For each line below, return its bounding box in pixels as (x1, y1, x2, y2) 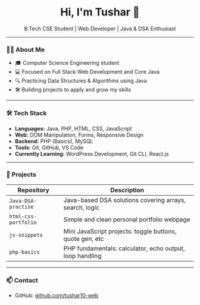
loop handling (63, 251, 102, 260)
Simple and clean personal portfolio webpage (63, 215, 190, 224)
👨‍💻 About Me (6, 45, 45, 54)
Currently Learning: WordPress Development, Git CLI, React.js (14, 150, 169, 157)
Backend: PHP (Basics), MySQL (14, 137, 93, 144)
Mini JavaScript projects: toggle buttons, (63, 227, 177, 235)
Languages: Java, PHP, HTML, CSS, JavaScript (14, 125, 132, 132)
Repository (17, 185, 49, 194)
